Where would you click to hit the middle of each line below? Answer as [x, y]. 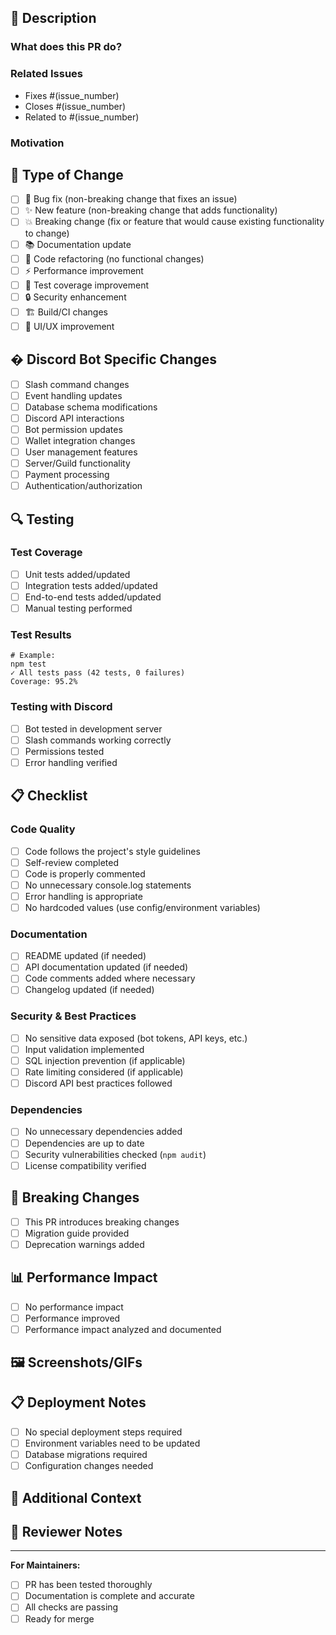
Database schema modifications [91, 407]
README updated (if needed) [85, 956]
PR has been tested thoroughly [88, 1585]
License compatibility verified [85, 1165]
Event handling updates [73, 395]
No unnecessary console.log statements [108, 885]
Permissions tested [64, 751]
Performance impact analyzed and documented [123, 1329]
